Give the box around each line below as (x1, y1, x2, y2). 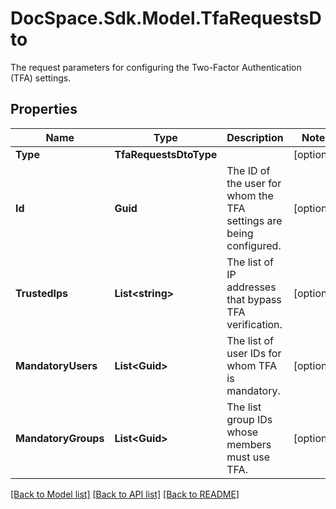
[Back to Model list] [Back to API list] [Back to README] (10, 488, 240, 500)
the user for (226, 176, 282, 190)
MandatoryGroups (15, 431, 105, 445)
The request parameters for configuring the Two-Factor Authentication (10, 61, 302, 73)
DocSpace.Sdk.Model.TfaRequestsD (10, 7, 322, 30)
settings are (226, 213, 283, 227)
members (226, 437, 272, 451)
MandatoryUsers (15, 358, 98, 372)
